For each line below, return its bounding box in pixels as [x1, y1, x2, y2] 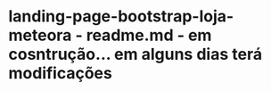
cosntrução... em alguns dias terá [8, 45, 263, 64]
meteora [8, 25, 72, 45]
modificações [8, 63, 112, 84]
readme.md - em [86, 25, 212, 45]
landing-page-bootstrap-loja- [8, 6, 234, 27]
